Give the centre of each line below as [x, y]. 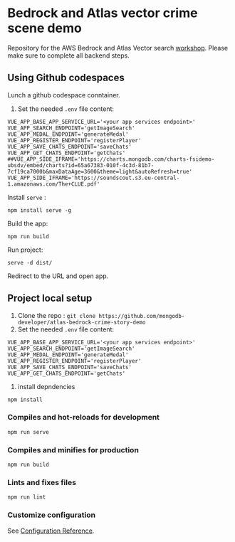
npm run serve [28, 432]
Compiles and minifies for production [73, 450]
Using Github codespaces [66, 78]
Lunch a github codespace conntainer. [64, 95]
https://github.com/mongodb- [142, 316]
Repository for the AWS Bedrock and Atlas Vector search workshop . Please [118, 48]
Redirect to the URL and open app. [58, 276]
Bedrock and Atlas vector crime [103, 13]
